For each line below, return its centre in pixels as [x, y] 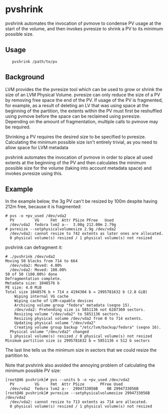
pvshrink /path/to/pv [35, 62]
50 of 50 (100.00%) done [31, 274]
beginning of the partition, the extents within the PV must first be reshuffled [84, 111]
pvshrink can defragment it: [34, 247]
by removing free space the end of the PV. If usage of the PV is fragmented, [84, 100]
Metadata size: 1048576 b [32, 283]
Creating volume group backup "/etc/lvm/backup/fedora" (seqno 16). [88, 328]
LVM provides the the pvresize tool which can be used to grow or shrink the [84, 89]
